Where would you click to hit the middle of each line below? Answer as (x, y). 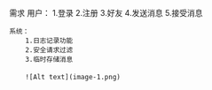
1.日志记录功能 (49, 41)
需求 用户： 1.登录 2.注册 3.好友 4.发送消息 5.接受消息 (106, 13)
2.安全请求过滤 (49, 50)
